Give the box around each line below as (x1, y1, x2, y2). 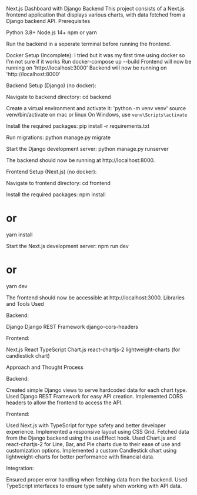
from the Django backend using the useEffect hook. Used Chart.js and (6, 434, 176, 441)
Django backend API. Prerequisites (6, 18, 91, 24)
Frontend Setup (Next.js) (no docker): (6, 168, 97, 175)
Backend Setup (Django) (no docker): (6, 82, 97, 89)
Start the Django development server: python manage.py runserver (6, 146, 169, 152)
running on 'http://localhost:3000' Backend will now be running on (6, 64, 167, 71)
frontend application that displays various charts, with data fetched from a (6, 11, 186, 18)
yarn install (6, 231, 33, 238)
